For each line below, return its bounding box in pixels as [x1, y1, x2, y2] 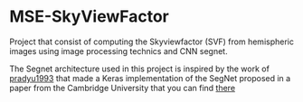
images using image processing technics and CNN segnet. [9, 45, 228, 56]
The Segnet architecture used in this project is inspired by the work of [9, 63, 270, 74]
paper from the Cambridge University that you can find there [9, 82, 236, 93]
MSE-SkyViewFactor [9, 6, 170, 27]
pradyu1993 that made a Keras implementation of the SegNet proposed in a [9, 72, 291, 83]
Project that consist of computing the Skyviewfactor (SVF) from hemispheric [9, 36, 294, 47]
